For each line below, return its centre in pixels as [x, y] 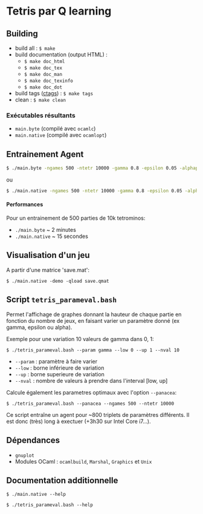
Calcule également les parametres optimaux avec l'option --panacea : [92, 392]
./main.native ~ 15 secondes [52, 236]
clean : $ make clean [40, 100]
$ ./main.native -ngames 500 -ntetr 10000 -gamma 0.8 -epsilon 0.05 [94, 191]
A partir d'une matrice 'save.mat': [48, 270]
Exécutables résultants [41, 115]
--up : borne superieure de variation [60, 374]
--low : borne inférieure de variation [60, 368]
